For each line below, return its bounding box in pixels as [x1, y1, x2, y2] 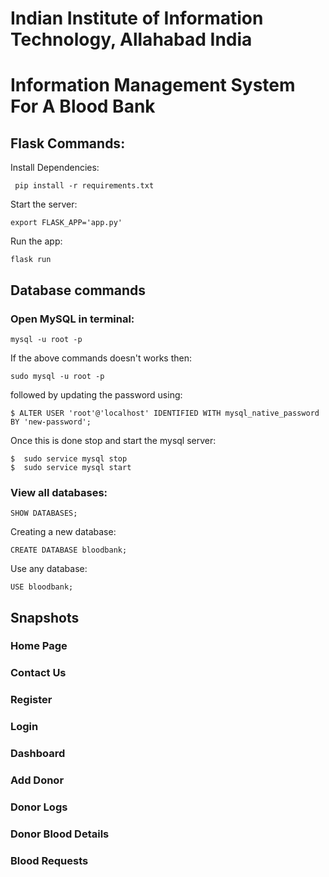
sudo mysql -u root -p [10, 371, 105, 381]
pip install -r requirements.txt [14, 181, 155, 191]
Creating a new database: [10, 526, 117, 538]
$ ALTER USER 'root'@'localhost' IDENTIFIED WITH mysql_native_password [10, 408, 320, 418]
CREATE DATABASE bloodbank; [10, 545, 128, 556]
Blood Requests [10, 853, 89, 867]
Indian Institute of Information [10, 7, 264, 30]
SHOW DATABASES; [10, 508, 78, 519]
